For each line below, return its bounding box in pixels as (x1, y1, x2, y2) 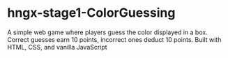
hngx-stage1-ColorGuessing (7, 5, 176, 21)
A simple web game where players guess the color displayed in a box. (7, 28, 208, 36)
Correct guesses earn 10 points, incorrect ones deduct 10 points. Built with (7, 35, 222, 43)
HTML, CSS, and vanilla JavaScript (7, 43, 107, 51)
